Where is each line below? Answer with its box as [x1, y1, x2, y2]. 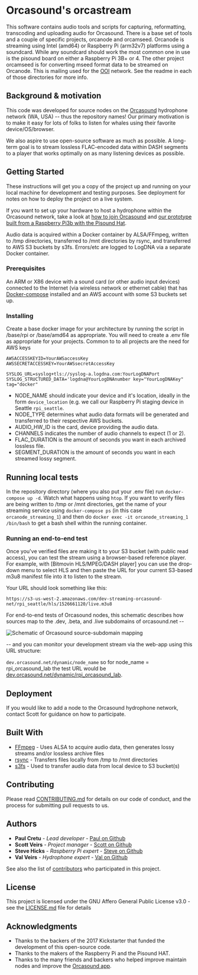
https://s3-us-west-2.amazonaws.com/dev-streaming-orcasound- [6, 596, 163, 602]
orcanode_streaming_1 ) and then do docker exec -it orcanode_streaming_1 [6, 513, 189, 520]
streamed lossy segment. [14, 455, 77, 462]
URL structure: [6, 647, 41, 655]
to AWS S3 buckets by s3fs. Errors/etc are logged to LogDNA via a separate [6, 243, 191, 250]
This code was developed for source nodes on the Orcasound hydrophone [6, 106, 188, 113]
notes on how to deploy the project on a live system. [6, 195, 134, 202]
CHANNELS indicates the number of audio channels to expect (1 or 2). [14, 430, 186, 437]
